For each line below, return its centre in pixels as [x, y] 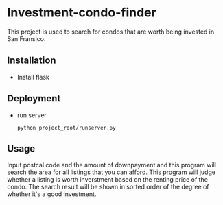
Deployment [34, 98]
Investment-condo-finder [82, 13]
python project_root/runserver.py [66, 128]
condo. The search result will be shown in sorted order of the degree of [108, 187]
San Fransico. [26, 38]
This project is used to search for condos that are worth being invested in [111, 32]
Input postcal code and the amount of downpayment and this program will [111, 165]
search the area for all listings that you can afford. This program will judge [111, 172]
